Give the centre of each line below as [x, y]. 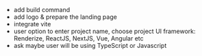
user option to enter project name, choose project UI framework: [105, 31]
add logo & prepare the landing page [65, 17]
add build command [42, 10]
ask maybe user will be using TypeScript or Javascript [90, 46]
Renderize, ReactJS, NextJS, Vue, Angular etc [78, 38]
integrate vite [32, 24]
